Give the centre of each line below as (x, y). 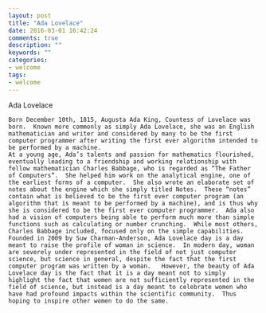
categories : (28, 61)
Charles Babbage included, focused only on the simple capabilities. (126, 231)
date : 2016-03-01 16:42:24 (53, 30)
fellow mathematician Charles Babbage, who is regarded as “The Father (129, 168)
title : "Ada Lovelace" (46, 23)
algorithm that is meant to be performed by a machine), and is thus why (133, 203)
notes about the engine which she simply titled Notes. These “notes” (129, 189)
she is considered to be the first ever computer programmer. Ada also (131, 210)
